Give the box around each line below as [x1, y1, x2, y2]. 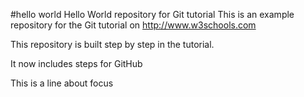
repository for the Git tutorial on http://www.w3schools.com [10, 19, 257, 31]
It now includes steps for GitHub [10, 58, 143, 69]
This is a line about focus [10, 77, 114, 89]
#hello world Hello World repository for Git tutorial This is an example [10, 9, 295, 20]
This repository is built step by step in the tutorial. [10, 39, 215, 50]
